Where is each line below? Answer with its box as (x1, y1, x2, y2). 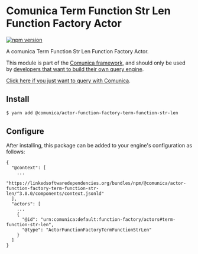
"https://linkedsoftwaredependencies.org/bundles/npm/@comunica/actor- (6, 181, 186, 187)
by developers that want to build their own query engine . (6, 65, 144, 72)
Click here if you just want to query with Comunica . (6, 77, 131, 84)
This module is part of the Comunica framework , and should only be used (6, 59, 186, 66)
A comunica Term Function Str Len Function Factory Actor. (6, 47, 149, 54)
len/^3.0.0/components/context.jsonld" (6, 191, 105, 197)
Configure (6, 126, 44, 137)
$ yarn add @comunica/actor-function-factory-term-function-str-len (6, 110, 178, 116)
